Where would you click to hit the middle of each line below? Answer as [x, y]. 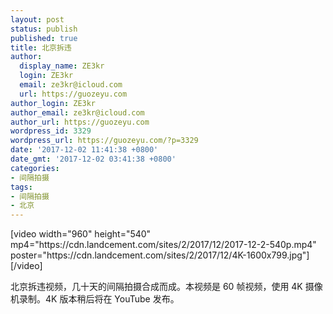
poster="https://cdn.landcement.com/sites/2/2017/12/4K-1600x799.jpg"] [160, 255]
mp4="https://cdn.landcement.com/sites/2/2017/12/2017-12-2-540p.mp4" [163, 245]
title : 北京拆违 [41, 47]
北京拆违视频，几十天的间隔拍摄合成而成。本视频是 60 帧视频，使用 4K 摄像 [166, 287]
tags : [21, 187]
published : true [44, 38]
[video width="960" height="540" [81, 234]
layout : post [37, 19]
